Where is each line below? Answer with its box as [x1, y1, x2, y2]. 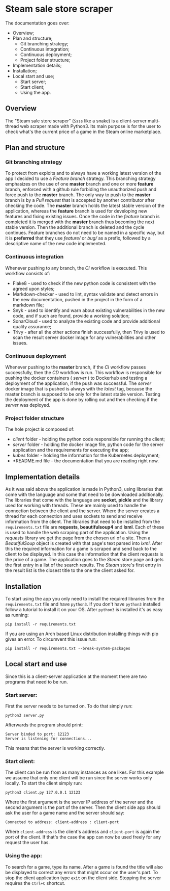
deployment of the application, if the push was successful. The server [5, 380, 152, 386]
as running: [5, 612, 29, 618]
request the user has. [5, 840, 50, 846]
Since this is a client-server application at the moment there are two [5, 673, 147, 679]
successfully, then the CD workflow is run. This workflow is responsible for [5, 370, 162, 376]
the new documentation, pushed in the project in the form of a [12, 296, 143, 302]
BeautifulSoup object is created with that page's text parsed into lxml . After [5, 540, 162, 546]
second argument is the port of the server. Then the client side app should [5, 804, 161, 810]
